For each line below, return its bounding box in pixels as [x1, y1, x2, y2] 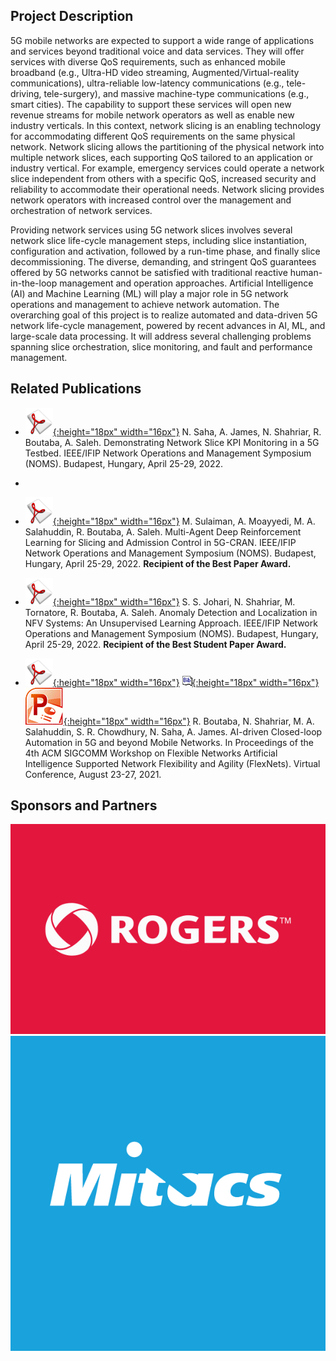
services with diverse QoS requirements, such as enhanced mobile [10, 55, 286, 68]
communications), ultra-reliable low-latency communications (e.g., [10, 77, 285, 89]
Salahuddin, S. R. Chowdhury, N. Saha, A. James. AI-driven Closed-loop [24, 725, 323, 738]
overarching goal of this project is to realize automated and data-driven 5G [10, 309, 318, 321]
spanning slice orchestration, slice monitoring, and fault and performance [10, 340, 313, 353]
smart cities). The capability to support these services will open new [10, 98, 292, 110]
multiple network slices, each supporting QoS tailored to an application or [10, 151, 313, 163]
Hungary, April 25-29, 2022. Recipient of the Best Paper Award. [24, 557, 292, 569]
